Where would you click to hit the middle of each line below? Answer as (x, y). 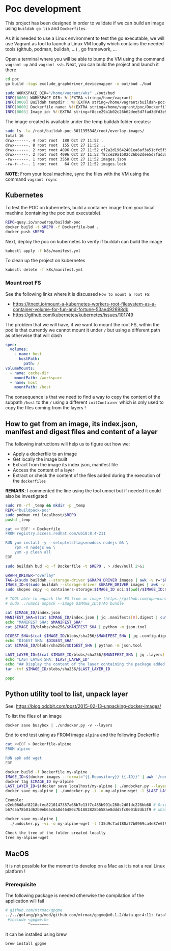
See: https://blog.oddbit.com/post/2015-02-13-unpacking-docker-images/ (83, 706)
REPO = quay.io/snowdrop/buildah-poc (43, 222)
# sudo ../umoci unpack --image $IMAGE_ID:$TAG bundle (65, 604)
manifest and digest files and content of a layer (81, 431)
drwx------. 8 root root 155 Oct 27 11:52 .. (55, 145)
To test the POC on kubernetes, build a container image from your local (80, 207)
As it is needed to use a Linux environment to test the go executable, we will (85, 38)
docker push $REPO (25, 232)
